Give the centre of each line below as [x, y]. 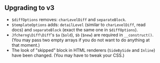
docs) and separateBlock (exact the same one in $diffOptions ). [75, 30]
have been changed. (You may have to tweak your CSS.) [68, 55]
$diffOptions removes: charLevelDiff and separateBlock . [69, 19]
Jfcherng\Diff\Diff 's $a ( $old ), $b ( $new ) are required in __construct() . [82, 35]
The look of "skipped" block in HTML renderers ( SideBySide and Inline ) [83, 50]
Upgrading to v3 [30, 8]
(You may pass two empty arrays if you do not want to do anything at [80, 40]
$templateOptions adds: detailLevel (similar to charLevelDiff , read [79, 25]
